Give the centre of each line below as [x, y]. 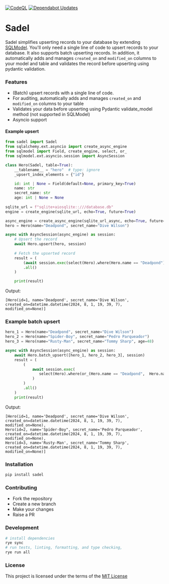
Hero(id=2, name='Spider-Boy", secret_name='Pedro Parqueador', [74, 429]
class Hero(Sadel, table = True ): [39, 165]
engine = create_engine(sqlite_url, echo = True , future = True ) [71, 212]
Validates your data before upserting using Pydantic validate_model [82, 109]
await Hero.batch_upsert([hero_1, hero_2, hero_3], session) [79, 355]
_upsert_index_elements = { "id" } [49, 174]
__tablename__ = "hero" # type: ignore [57, 170]
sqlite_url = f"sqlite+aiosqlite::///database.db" [59, 207]
